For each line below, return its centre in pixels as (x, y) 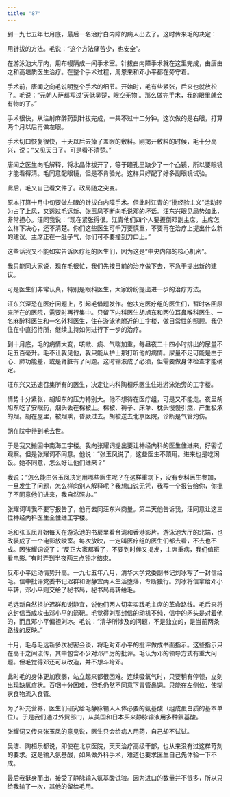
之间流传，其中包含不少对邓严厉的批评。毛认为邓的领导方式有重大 (118, 653)
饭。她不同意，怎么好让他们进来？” (56, 462)
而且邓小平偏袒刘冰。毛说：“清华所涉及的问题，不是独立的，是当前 (113, 621)
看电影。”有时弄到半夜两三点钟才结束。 (61, 558)
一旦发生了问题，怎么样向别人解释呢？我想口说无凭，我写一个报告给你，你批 (115, 486)
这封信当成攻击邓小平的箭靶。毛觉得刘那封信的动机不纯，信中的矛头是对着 (112, 613)
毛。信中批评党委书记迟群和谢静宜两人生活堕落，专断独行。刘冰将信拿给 (109, 581)
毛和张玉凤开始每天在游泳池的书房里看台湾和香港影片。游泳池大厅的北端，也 (115, 532)
